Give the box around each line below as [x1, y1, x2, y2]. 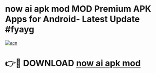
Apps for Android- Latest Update [5, 14, 140, 25]
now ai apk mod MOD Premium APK [5, 3, 152, 15]
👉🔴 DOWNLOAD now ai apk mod [5, 58, 141, 69]
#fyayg [5, 24, 35, 35]
